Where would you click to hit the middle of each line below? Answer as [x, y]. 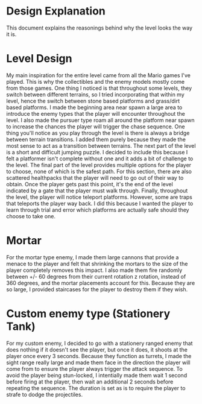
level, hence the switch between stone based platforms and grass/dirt [93, 101]
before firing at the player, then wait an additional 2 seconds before [90, 382]
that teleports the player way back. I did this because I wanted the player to [100, 203]
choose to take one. [31, 216]
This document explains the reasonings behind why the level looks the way [99, 28]
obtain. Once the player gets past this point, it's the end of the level [90, 184]
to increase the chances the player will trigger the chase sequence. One [96, 126]
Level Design [39, 59]
